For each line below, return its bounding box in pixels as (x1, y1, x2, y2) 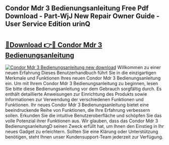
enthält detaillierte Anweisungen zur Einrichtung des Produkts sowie (5, 91, 147, 97)
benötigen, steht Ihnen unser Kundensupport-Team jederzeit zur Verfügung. (5, 134, 163, 140)
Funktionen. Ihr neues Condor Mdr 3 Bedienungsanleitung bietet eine (5, 102, 149, 108)
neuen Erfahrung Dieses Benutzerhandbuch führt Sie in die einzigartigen (5, 70, 156, 76)
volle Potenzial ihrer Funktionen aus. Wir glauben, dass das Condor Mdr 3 (5, 118, 158, 124)
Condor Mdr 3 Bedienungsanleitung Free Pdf (5, 4, 149, 13)
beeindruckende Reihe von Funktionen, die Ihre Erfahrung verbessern (5, 107, 150, 113)
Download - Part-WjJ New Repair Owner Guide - (5, 12, 160, 21)
